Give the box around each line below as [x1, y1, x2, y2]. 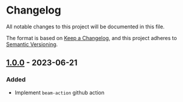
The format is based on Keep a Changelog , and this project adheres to [6, 34, 177, 41]
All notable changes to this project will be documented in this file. [6, 23, 165, 30]
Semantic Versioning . [6, 41, 58, 48]
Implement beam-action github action [14, 89, 104, 96]
